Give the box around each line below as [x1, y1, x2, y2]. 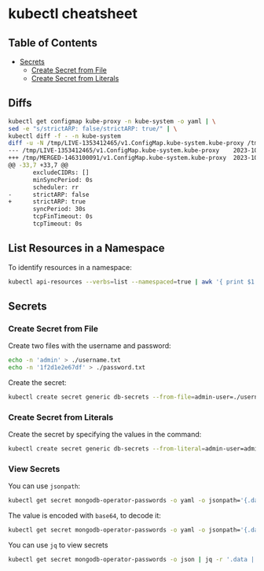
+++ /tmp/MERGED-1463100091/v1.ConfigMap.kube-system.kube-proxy [8, 154, 226, 162]
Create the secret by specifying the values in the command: [8, 430, 202, 439]
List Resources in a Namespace [8, 242, 165, 255]
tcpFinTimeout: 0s [32, 213, 93, 221]
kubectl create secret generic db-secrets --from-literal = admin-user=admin [8, 445, 262, 453]
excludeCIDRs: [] [32, 169, 90, 176]
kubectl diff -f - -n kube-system [8, 132, 122, 140]
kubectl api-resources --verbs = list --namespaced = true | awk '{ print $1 [8, 277, 255, 286]
